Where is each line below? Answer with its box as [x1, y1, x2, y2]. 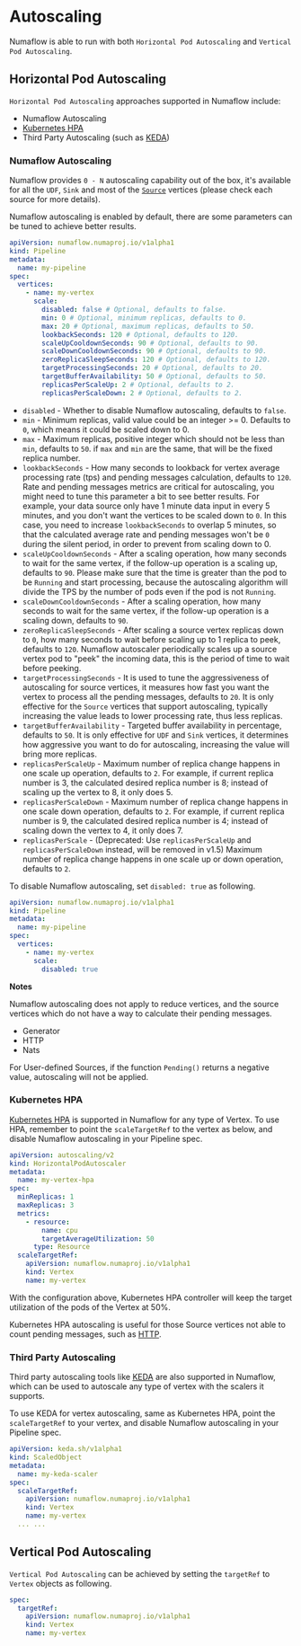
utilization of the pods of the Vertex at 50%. [9, 1301, 171, 1313]
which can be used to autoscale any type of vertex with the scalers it [9, 1381, 265, 1392]
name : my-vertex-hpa [17, 1175, 94, 1185]
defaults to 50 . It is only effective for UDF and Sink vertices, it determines [22, 730, 289, 740]
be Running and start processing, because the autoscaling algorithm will [22, 577, 288, 588]
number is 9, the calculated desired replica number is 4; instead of [22, 815, 269, 826]
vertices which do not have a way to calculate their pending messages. [9, 1008, 272, 1019]
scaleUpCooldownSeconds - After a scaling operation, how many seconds [22, 548, 288, 559]
